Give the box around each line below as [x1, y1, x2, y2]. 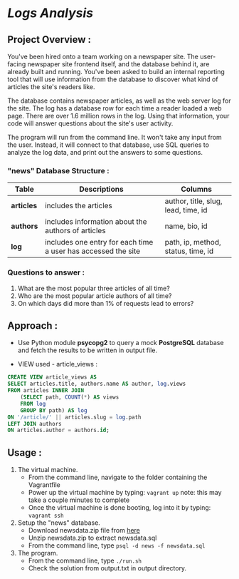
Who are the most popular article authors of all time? [17, 291, 172, 300]
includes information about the [45, 217, 147, 227]
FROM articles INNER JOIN [7, 387, 84, 394]
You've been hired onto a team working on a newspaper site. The [7, 52, 199, 61]
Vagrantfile [28, 481, 60, 489]
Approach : [7, 319, 58, 332]
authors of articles [45, 226, 106, 236]
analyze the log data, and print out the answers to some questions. [7, 148, 203, 156]
